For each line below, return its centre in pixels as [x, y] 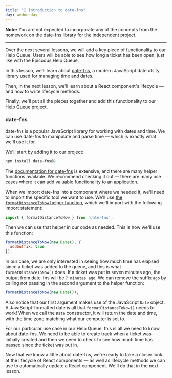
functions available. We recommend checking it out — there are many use [83, 176]
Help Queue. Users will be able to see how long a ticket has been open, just [85, 55]
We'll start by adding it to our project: [44, 152]
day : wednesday [21, 15]
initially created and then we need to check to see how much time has [79, 340]
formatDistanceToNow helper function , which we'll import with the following [84, 202]
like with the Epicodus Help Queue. [42, 60]
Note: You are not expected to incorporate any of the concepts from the [81, 29]
